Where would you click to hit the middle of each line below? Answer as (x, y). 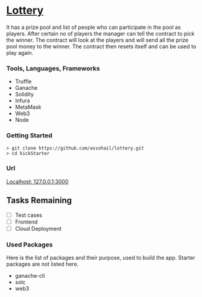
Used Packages (30, 245)
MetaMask (28, 107)
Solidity (24, 95)
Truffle (23, 81)
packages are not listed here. (43, 264)
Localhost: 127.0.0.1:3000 (37, 181)
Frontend (26, 222)
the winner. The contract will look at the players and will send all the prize (97, 40)
